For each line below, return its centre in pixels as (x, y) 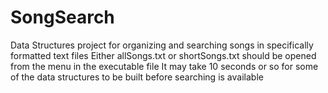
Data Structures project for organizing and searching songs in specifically (162, 45)
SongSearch (62, 17)
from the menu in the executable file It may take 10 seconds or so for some (164, 66)
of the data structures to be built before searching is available (137, 77)
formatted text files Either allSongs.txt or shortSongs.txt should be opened (163, 55)
